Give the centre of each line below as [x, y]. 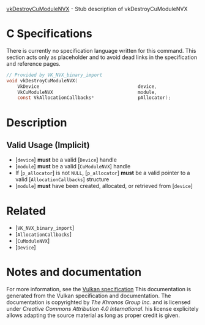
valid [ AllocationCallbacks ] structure [62, 179]
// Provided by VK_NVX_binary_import [54, 75]
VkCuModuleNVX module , [87, 92]
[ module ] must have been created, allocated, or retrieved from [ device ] [104, 186]
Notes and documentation [74, 272]
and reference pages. [34, 63]
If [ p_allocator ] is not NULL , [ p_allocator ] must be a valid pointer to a [102, 173]
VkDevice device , [87, 86]
